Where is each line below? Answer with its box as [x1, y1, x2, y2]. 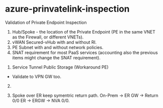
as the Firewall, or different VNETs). [12, 34, 84, 40]
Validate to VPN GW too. [12, 73, 61, 79]
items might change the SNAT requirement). [12, 54, 101, 60]
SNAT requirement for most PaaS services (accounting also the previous [12, 50, 158, 55]
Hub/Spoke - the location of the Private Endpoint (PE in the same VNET [12, 29, 156, 35]
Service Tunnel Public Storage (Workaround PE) [12, 64, 109, 70]
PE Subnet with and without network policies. [12, 44, 103, 50]
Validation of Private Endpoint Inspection [5, 19, 87, 25]
